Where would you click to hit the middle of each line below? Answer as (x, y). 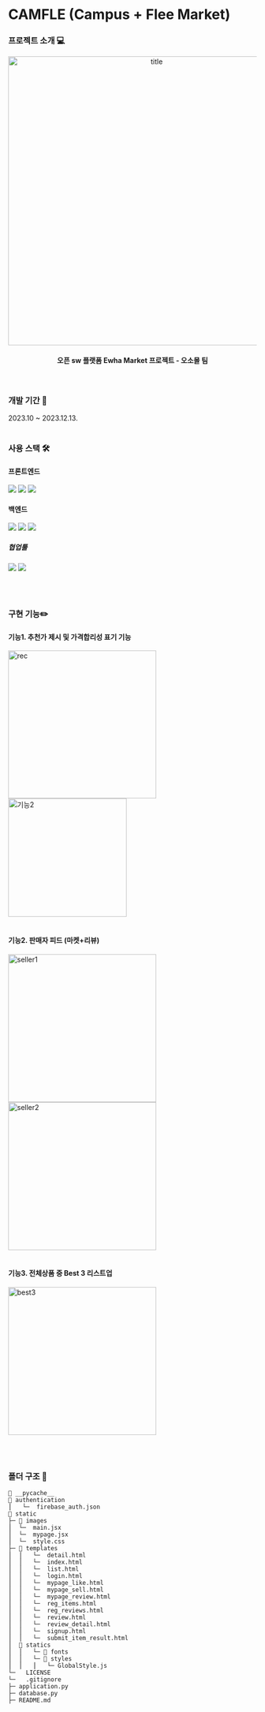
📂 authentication (37, 1501)
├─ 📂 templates (33, 1549)
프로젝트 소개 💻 (37, 41)
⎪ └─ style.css (37, 1542)
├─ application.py (38, 1687)
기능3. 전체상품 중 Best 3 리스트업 (60, 1273)
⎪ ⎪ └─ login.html (45, 1576)
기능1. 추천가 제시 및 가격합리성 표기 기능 (70, 637)
